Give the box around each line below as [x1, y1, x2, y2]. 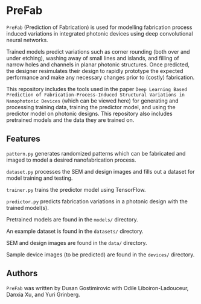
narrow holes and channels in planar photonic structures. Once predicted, [6, 61, 190, 68]
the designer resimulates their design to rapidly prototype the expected [6, 67, 183, 74]
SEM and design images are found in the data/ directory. [6, 239, 147, 246]
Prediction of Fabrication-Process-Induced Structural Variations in [6, 92, 185, 98]
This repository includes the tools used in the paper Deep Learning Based [6, 85, 187, 92]
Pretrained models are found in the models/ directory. [6, 215, 138, 223]
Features [6, 134, 40, 144]
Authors [6, 268, 38, 279]
